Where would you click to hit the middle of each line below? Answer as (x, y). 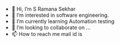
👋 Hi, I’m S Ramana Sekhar (43, 9)
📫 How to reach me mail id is (47, 34)
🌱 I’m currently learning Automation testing (63, 21)
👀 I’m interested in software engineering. (60, 15)
